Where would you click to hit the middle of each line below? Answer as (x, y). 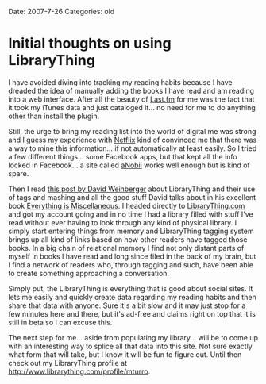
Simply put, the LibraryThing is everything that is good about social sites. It (131, 288)
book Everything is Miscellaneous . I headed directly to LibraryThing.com (127, 205)
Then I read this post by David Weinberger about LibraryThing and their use (132, 189)
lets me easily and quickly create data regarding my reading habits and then (132, 297)
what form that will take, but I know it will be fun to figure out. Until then (125, 354)
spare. (19, 173)
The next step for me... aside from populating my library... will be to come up (133, 337)
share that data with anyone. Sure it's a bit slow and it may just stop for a (127, 305)
